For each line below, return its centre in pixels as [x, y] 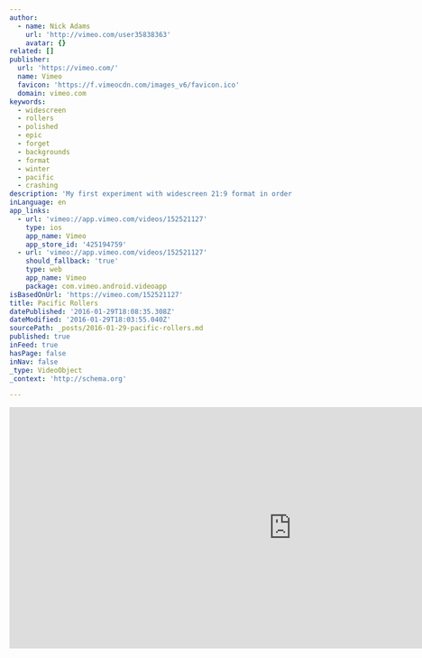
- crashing [38, 186]
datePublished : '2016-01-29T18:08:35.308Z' [92, 311]
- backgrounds [44, 152]
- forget [34, 144]
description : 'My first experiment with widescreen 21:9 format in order [151, 194]
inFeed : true [34, 345]
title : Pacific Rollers [54, 303]
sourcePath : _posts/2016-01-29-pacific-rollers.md [106, 329]
